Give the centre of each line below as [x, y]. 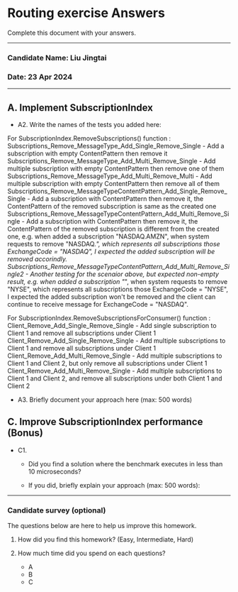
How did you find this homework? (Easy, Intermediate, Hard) [105, 539]
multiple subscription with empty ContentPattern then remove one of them [116, 168]
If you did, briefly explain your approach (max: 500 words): [114, 485]
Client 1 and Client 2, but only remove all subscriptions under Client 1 [107, 363]
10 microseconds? [55, 471]
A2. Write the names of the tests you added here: [89, 124]
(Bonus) [25, 433]
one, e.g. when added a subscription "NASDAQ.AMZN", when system [108, 236]
